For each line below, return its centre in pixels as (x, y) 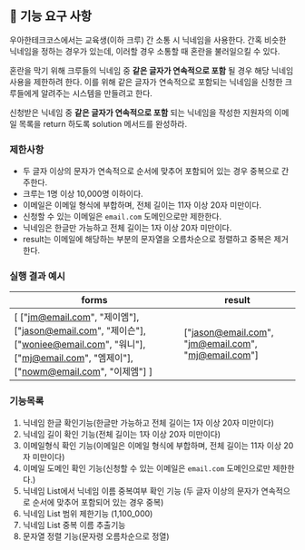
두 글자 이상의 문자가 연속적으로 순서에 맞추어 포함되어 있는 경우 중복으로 (151, 172)
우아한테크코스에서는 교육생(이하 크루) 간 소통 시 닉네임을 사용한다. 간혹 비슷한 (148, 40)
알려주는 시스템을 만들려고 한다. (96, 93)
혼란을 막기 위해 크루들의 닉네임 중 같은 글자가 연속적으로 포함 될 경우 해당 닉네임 (152, 70)
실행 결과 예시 (38, 277)
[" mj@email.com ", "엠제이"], (74, 358)
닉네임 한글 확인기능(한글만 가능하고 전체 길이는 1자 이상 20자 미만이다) (148, 422)
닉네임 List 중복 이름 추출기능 (74, 525)
